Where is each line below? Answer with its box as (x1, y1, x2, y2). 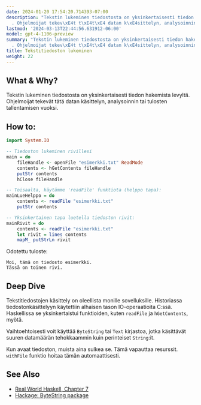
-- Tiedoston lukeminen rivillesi (6, 148, 93, 155)
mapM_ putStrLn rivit (17, 237, 71, 243)
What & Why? (6, 76, 58, 86)
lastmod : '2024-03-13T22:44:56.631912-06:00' (6, 25, 121, 32)
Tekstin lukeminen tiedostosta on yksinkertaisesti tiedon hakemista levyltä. (6, 91, 190, 99)
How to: (6, 121, 36, 132)
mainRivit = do (6, 220, 44, 226)
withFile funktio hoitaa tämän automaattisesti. (6, 352, 121, 359)
